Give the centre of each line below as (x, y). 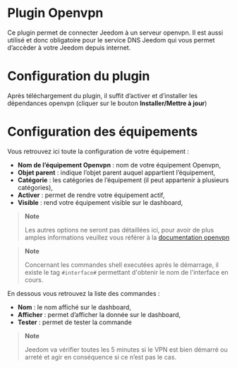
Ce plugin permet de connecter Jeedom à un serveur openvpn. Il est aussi (115, 32)
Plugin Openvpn (55, 13)
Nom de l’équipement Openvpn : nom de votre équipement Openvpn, (119, 165)
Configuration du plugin (79, 76)
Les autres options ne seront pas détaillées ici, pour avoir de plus (119, 230)
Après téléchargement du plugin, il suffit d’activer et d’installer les (103, 95)
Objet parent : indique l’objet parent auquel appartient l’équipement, (116, 172)
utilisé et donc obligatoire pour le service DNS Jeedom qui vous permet (111, 40)
